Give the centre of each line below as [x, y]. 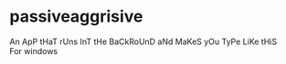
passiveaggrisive [76, 17]
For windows [33, 50]
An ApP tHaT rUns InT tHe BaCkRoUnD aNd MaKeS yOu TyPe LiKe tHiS [143, 41]
